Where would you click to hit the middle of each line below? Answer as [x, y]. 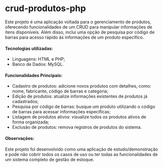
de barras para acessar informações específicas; [61, 112]
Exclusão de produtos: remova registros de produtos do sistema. [77, 127]
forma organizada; [31, 122]
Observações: [20, 138]
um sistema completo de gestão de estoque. [50, 159]
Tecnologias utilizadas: [29, 48]
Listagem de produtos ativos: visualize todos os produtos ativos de [79, 117]
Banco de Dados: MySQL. [38, 64]
